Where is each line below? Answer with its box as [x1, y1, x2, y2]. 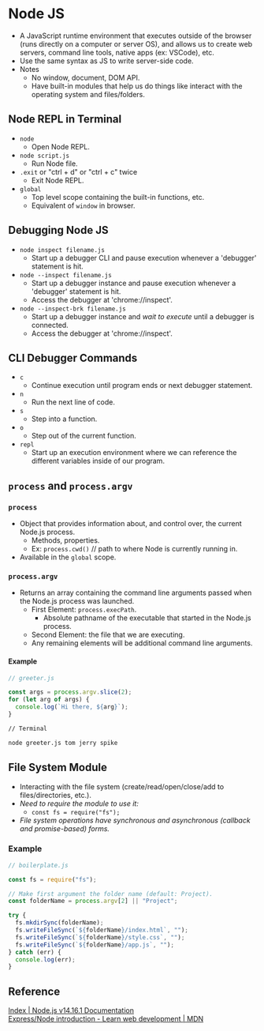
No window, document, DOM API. [31, 73, 140, 82]
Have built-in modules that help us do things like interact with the [31, 81, 243, 91]
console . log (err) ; [15, 955, 76, 964]
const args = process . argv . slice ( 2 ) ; [8, 688, 132, 696]
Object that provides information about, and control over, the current [19, 519, 242, 529]
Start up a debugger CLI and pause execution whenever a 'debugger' [31, 253, 258, 262]
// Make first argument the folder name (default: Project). [8, 890, 214, 897]
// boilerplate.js [8, 861, 69, 869]
